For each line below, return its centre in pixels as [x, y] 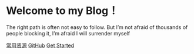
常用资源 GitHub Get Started [40, 45]
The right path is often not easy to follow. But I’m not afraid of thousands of [97, 27]
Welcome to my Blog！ [62, 11]
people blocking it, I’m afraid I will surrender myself [68, 33]
